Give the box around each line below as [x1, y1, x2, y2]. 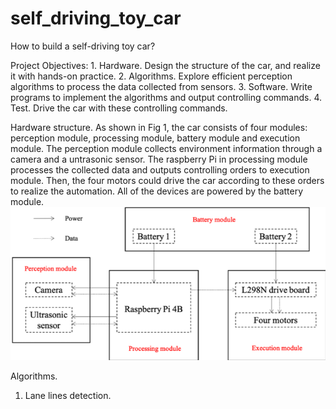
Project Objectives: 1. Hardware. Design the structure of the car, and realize [10, 59, 321, 71]
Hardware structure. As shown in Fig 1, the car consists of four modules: [10, 121, 308, 133]
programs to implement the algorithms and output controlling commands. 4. [10, 91, 323, 103]
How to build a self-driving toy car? [10, 40, 156, 52]
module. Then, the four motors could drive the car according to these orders [10, 174, 325, 186]
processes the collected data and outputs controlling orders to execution [10, 163, 310, 176]
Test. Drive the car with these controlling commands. [10, 102, 228, 114]
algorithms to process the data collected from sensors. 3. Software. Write [10, 80, 313, 92]
